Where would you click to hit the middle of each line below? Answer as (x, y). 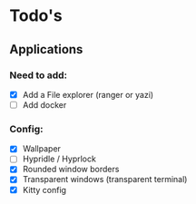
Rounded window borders (71, 170)
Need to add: (39, 75)
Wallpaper (42, 149)
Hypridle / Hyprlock (59, 159)
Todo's (36, 16)
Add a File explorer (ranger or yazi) (88, 94)
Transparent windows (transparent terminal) (105, 180)
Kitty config (44, 189)
